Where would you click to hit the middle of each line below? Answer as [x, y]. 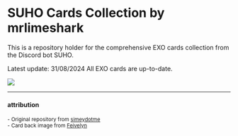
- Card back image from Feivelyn [47, 126]
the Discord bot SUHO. [41, 55]
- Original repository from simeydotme [54, 120]
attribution [23, 104]
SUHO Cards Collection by [86, 13]
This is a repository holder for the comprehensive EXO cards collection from [118, 47]
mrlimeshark [46, 28]
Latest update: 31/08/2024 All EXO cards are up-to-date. [90, 68]
